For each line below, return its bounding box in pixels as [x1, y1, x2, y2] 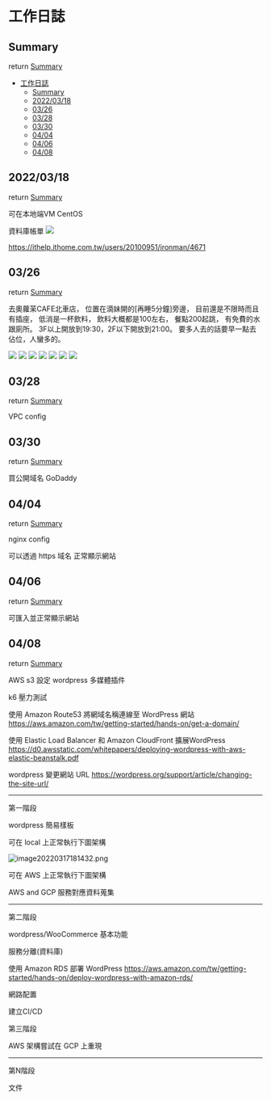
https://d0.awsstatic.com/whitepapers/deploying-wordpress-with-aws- [8, 744, 246, 754]
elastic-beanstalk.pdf [8, 752, 79, 762]
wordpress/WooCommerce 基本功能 [8, 929, 129, 938]
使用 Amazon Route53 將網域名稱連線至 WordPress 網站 [8, 709, 195, 719]
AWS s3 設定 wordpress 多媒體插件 [8, 675, 126, 685]
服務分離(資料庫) [8, 946, 64, 956]
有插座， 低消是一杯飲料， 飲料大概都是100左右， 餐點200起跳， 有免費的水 [8, 314, 261, 323]
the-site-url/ [8, 778, 49, 788]
